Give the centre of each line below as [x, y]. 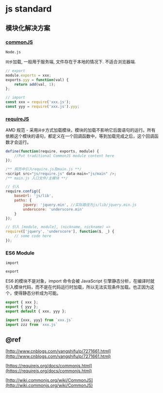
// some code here [33, 236]
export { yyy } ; [22, 307]
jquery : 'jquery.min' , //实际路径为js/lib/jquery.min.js [80, 205]
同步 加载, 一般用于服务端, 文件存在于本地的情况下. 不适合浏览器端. [71, 61]
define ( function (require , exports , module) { [52, 151]
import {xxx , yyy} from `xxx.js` [39, 320]
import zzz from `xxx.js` [32, 325]
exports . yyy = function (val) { [37, 80]
